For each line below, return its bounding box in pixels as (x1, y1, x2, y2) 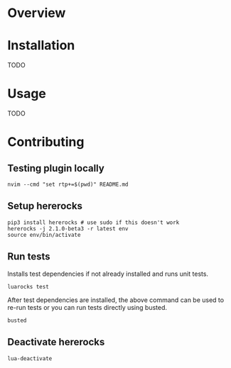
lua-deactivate (7, 355, 53, 362)
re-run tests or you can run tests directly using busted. (7, 303, 168, 311)
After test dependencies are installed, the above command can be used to (7, 296, 225, 304)
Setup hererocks (7, 200, 83, 212)
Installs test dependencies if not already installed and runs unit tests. (7, 269, 208, 278)
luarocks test (7, 283, 50, 290)
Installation (7, 38, 75, 54)
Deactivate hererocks (7, 336, 105, 348)
